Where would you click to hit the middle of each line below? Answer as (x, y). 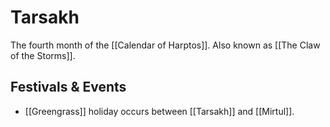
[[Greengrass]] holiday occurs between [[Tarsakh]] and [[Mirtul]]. (159, 111)
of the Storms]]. (43, 55)
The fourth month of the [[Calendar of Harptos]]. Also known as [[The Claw (165, 45)
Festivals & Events (68, 87)
